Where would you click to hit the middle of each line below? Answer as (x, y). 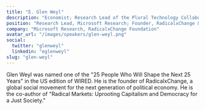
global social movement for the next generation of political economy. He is (100, 87)
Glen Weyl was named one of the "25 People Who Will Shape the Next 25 (99, 74)
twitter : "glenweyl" (38, 46)
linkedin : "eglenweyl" (41, 52)
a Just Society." (26, 100)
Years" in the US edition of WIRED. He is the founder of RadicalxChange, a (100, 81)
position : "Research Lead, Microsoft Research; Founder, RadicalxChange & (103, 23)
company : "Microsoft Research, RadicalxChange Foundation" (83, 29)
